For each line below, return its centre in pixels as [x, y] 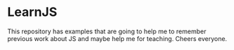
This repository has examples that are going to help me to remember [107, 31]
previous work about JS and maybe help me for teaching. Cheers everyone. [117, 38]
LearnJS [32, 12]
